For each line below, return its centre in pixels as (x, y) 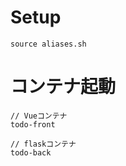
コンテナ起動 (63, 87)
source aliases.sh (48, 44)
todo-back (31, 152)
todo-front (33, 124)
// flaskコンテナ (43, 144)
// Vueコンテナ (39, 116)
